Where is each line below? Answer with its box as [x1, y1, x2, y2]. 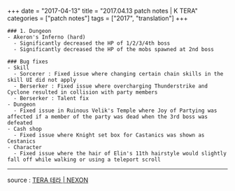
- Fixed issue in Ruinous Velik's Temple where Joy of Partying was [13, 107, 218, 114]
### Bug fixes [7, 58, 49, 65]
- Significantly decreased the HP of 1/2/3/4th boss [13, 40, 171, 47]
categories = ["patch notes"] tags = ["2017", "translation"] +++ [7, 14, 188, 22]
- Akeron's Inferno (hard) [7, 34, 86, 41]
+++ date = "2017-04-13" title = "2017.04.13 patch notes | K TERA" [7, 7, 198, 15]
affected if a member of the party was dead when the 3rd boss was [7, 113, 208, 120]
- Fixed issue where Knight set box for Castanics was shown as [13, 132, 205, 139]
